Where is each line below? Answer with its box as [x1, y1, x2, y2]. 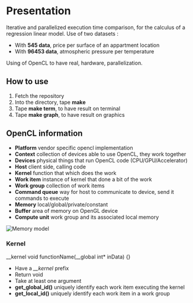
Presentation [6, 4, 71, 18]
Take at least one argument [14, 277, 82, 284]
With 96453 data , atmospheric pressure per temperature [14, 47, 155, 55]
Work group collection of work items [14, 182, 105, 189]
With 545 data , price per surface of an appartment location [14, 42, 160, 49]
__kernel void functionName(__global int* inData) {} [6, 253, 131, 260]
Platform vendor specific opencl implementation [14, 144, 133, 151]
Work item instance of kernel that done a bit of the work [14, 176, 152, 183]
